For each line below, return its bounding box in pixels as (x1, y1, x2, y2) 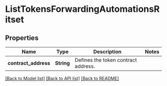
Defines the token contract (74, 57, 137, 63)
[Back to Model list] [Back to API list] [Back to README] (5, 76, 119, 81)
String (55, 60, 70, 66)
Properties (5, 34, 39, 42)
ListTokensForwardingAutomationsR (5, 3, 160, 15)
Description (93, 48, 122, 55)
